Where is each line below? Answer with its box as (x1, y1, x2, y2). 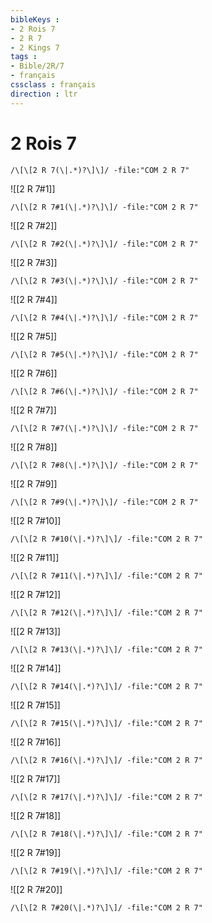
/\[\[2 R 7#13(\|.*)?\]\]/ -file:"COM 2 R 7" (10, 644, 203, 655)
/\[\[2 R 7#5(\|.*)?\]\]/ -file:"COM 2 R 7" (10, 349, 199, 360)
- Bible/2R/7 (10, 61, 65, 71)
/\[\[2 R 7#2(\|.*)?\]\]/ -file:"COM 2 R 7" (10, 239, 199, 249)
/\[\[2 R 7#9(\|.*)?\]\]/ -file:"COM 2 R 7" (10, 497, 199, 507)
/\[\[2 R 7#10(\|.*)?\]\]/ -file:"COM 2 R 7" (10, 534, 203, 544)
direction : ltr (10, 89, 78, 99)
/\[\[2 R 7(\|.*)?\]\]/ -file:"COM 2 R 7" (10, 165, 190, 175)
